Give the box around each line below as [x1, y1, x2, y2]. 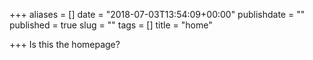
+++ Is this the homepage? [9, 39, 121, 50]
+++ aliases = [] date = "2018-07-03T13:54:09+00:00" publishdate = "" [9, 9, 306, 20]
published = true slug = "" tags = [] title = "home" [9, 19, 213, 31]
